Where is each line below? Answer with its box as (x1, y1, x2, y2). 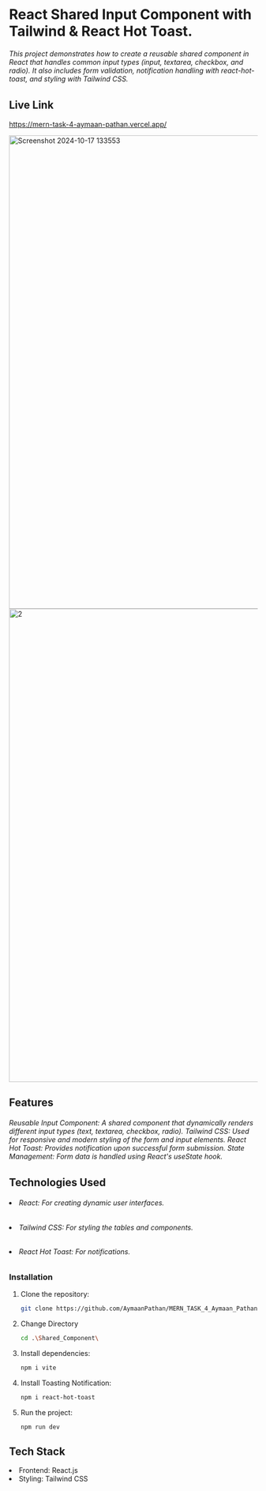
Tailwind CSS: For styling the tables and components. (19, 1222, 194, 1232)
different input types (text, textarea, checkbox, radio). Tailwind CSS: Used (9, 1126, 249, 1136)
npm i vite (20, 1364, 57, 1372)
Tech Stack (9, 1444, 66, 1458)
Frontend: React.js (19, 1466, 78, 1475)
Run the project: (20, 1407, 73, 1417)
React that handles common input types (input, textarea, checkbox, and (9, 57, 244, 66)
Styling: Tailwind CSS (19, 1474, 88, 1484)
